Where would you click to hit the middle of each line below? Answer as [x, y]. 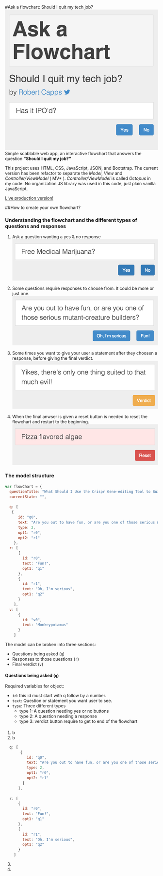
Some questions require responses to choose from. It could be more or [83, 288]
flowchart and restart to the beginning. [50, 422]
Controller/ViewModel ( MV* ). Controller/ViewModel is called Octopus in [78, 178]
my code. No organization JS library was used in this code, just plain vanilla [81, 183]
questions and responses [36, 226]
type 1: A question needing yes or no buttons [64, 711]
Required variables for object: [35, 686]
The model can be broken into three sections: [50, 645]
